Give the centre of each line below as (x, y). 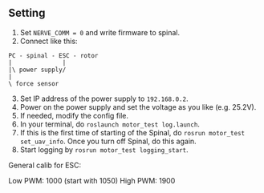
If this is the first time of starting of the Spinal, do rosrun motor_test (132, 132)
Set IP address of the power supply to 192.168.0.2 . (104, 99)
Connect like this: (49, 41)
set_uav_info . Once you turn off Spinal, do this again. (108, 141)
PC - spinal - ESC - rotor (53, 55)
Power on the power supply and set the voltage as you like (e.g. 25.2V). (138, 107)
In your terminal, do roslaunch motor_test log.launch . (110, 124)
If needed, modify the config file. (74, 115)
